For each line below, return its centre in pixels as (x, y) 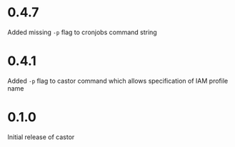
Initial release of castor (41, 137)
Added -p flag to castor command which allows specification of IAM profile (118, 81)
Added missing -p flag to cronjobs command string (82, 32)
